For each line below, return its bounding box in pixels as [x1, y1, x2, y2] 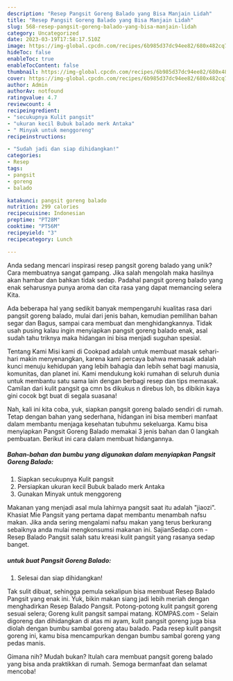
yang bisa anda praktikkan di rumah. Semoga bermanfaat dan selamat [7, 660, 207, 668]
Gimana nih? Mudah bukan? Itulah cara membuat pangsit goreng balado [7, 652, 214, 661]
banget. [7, 540, 30, 549]
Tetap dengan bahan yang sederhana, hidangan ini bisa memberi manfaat [7, 412, 218, 421]
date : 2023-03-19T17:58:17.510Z [7, 36, 101, 43]
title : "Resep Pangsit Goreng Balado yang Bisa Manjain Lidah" [7, 17, 194, 24]
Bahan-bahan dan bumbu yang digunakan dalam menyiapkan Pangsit [7, 450, 216, 459]
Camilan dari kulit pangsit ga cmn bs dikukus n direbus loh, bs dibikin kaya [7, 384, 221, 392]
